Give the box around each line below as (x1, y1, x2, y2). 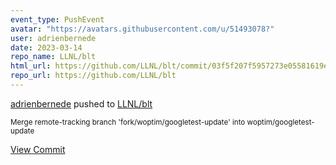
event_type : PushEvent (10, 14, 105, 25)
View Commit (10, 143, 66, 155)
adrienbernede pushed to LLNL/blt (10, 97, 153, 110)
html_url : (10, 61, 52, 71)
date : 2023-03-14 (10, 42, 83, 53)
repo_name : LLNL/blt (10, 52, 97, 62)
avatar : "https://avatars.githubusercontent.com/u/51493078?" (10, 24, 275, 34)
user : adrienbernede (10, 33, 97, 43)
